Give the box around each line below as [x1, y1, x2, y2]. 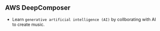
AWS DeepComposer [5, 4, 71, 12]
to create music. [12, 21, 45, 27]
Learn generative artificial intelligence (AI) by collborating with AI [12, 16, 156, 22]
